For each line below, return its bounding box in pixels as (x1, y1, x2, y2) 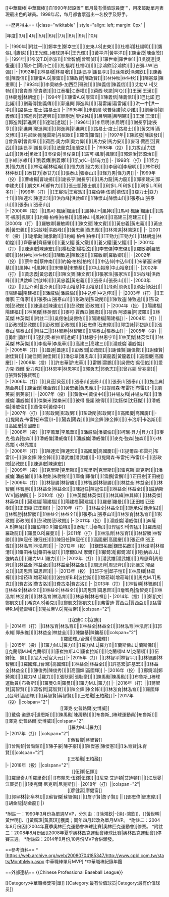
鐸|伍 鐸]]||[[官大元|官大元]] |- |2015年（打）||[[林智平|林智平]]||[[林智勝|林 (5, 655, 163, 660)
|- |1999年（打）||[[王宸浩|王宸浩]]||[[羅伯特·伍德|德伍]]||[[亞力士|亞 (14, 189, 154, 195)
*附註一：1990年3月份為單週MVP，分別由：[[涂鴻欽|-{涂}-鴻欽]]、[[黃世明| (5, 811, 161, 817)
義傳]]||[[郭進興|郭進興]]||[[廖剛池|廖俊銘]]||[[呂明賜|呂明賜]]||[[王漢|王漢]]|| (5, 113, 161, 119)
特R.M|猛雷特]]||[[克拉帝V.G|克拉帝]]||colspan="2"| (5, 606, 111, 612)
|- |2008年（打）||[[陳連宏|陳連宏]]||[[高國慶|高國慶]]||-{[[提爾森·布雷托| (5, 448, 154, 454)
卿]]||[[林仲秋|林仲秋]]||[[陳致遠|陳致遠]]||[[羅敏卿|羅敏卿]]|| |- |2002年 (5, 252, 151, 258)
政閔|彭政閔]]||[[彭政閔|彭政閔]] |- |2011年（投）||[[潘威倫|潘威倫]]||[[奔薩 (5, 518, 156, 523)
